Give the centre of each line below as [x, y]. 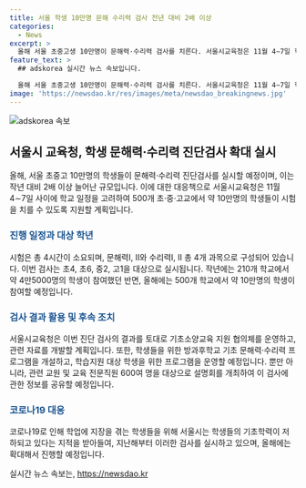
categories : [32, 26]
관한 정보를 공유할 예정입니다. [62, 384]
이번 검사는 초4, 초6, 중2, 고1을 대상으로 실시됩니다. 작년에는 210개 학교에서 [155, 269]
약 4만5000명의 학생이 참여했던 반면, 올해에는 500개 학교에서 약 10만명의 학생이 [153, 280]
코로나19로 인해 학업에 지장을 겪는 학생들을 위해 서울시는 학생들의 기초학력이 [145, 432]
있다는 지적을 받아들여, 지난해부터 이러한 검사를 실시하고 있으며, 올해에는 [162, 443]
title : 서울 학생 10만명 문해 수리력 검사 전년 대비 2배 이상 [111, 18]
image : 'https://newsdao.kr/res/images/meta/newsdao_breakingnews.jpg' [148, 93]
